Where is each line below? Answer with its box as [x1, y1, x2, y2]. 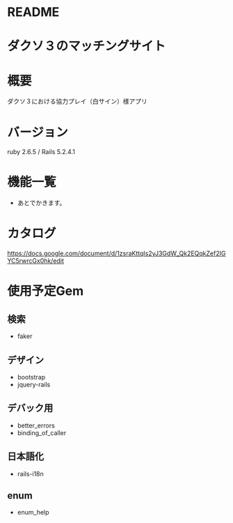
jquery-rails [17, 380, 51, 388]
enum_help [17, 508, 50, 517]
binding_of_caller [17, 428, 67, 437]
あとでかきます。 [17, 199, 66, 207]
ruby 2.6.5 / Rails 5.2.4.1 [7, 148, 75, 156]
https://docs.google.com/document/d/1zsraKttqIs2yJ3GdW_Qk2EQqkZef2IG [7, 249, 226, 258]
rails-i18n [17, 469, 44, 478]
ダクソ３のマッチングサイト [7, 38, 166, 54]
